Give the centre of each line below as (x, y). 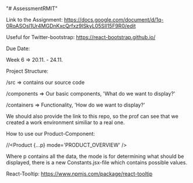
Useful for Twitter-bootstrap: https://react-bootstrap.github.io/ (81, 37)
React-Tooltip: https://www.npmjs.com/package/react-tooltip (79, 174)
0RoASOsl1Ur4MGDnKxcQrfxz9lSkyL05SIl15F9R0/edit (71, 26)
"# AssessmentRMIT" (32, 8)
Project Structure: (27, 71)
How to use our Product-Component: (50, 134)
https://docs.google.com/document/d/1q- (114, 20)
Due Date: (18, 48)
